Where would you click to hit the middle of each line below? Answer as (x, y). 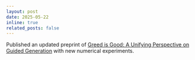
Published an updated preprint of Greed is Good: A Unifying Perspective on (98, 45)
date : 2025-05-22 (27, 17)
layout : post (22, 11)
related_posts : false (33, 28)
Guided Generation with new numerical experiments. (70, 51)
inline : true (22, 22)
